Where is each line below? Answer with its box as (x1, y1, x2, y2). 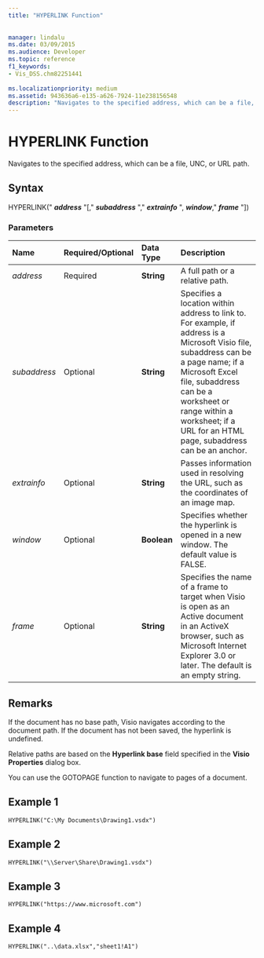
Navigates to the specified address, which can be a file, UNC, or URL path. (8, 159, 250, 169)
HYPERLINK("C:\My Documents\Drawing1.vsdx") (8, 816, 156, 825)
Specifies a (180, 288, 222, 299)
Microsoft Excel (180, 367, 238, 378)
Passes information (180, 458, 252, 469)
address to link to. (180, 308, 247, 319)
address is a (180, 327, 225, 338)
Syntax (8, 181, 44, 195)
